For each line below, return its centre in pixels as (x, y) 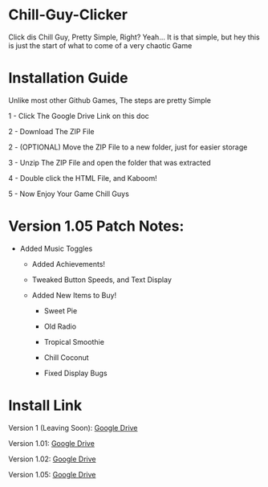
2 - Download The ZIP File (51, 131)
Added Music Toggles (56, 248)
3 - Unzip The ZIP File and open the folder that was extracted (110, 162)
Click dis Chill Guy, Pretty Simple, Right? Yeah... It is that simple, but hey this (134, 37)
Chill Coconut (67, 357)
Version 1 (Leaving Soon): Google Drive (73, 428)
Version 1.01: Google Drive (51, 443)
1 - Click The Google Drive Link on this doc (79, 116)
